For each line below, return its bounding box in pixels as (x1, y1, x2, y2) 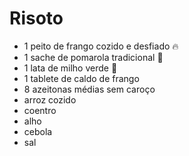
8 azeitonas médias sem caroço (23, 83, 156, 95)
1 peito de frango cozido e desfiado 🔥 (23, 40, 179, 52)
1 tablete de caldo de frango (23, 72, 140, 84)
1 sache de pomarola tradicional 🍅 (23, 51, 164, 63)
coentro (23, 104, 57, 116)
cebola (23, 125, 53, 137)
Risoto (9, 7, 64, 30)
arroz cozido (23, 93, 77, 106)
